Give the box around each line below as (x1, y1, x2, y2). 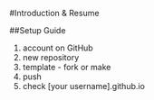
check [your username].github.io (22, 81, 145, 91)
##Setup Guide (9, 25, 66, 35)
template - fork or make (22, 62, 111, 72)
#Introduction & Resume (9, 8, 100, 18)
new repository (22, 52, 80, 62)
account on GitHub (22, 42, 93, 53)
